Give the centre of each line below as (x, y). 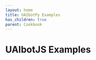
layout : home (19, 10)
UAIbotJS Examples (48, 50)
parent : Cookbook (24, 24)
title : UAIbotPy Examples (33, 15)
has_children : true (26, 19)
